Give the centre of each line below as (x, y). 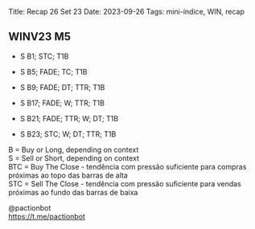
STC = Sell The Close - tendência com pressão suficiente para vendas (125, 183)
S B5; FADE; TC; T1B (53, 72)
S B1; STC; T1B (44, 56)
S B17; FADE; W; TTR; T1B (62, 103)
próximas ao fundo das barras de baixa (73, 192)
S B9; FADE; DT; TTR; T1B (62, 87)
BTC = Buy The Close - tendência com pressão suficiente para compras (127, 166)
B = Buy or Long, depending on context (74, 149)
